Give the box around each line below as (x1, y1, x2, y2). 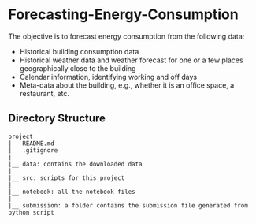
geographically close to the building (19, 63, 136, 73)
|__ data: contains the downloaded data (8, 160, 143, 168)
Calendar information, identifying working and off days (19, 72, 198, 81)
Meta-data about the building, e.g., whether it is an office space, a (19, 80, 235, 90)
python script (8, 208, 55, 216)
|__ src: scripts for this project (8, 174, 125, 182)
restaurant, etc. (19, 88, 69, 98)
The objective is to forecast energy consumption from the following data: (8, 32, 245, 41)
